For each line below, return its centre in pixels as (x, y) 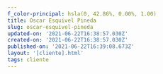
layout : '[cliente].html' (45, 54)
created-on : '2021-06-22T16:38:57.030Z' (68, 40)
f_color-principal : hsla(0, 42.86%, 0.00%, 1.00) (82, 14)
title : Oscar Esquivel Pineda (52, 20)
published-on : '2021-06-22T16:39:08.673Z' (71, 47)
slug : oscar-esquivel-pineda (50, 27)
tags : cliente (28, 60)
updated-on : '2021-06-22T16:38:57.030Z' (68, 33)
